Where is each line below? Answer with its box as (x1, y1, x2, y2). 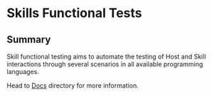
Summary (6, 34, 51, 46)
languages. (6, 68, 40, 76)
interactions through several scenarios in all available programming (6, 60, 203, 68)
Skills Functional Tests (6, 5, 142, 21)
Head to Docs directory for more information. (6, 81, 139, 90)
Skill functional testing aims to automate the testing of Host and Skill (6, 52, 206, 61)
